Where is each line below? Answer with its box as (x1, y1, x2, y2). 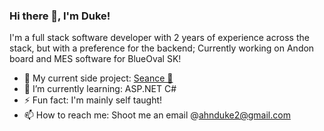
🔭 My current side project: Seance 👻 (23, 72, 174, 84)
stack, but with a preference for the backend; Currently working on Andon (9, 42, 315, 54)
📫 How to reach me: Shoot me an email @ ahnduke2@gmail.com (23, 109, 291, 121)
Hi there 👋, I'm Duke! (9, 9, 111, 23)
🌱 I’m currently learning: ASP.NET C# (23, 83, 177, 95)
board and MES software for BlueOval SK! (9, 53, 182, 65)
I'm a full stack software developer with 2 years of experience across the (9, 32, 310, 44)
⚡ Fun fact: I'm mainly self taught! (23, 94, 163, 106)
